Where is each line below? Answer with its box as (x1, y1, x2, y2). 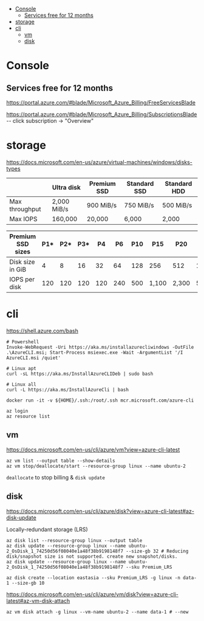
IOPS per (9, 275, 35, 283)
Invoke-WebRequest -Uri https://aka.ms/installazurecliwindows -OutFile (6, 344, 194, 350)
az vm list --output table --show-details (6, 458, 115, 464)
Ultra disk (52, 183, 81, 191)
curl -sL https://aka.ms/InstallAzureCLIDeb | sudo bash (6, 371, 154, 377)
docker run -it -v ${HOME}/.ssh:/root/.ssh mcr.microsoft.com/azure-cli (6, 397, 194, 403)
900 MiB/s (87, 201, 117, 209)
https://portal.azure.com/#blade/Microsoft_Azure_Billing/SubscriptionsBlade (6, 111, 197, 118)
